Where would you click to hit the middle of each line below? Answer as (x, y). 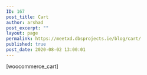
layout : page (22, 33)
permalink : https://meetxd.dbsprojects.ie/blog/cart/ (74, 39)
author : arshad (25, 22)
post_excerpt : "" (27, 28)
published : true (26, 45)
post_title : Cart (27, 17)
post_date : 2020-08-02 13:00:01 (46, 50)
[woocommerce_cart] (32, 66)
